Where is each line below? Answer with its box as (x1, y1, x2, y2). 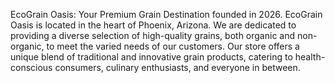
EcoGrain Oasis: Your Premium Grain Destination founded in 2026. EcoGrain (10, 9, 323, 20)
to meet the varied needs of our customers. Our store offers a (46, 40, 300, 52)
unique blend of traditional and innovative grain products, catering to (10, 51, 293, 63)
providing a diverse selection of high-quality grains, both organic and (10, 30, 296, 41)
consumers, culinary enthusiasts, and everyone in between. (54, 62, 301, 73)
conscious (10, 62, 53, 73)
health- (294, 51, 326, 63)
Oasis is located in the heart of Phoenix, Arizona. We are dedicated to (10, 19, 297, 31)
